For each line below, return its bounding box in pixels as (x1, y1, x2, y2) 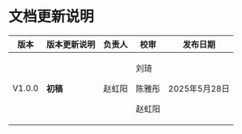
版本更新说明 (45, 38, 96, 50)
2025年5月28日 (167, 83, 230, 94)
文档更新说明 (8, 7, 95, 26)
